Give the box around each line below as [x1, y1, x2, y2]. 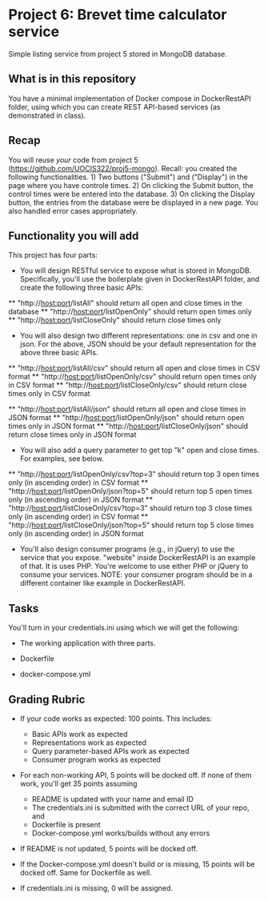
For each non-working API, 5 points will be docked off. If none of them [19, 771, 252, 779]
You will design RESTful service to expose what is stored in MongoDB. [19, 266, 252, 275]
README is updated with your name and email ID [31, 795, 194, 803]
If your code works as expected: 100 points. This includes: [19, 714, 213, 723]
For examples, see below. [19, 454, 104, 463]
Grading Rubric [8, 692, 86, 706]
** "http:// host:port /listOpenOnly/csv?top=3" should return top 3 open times [8, 470, 260, 479]
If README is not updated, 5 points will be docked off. [19, 844, 198, 853]
